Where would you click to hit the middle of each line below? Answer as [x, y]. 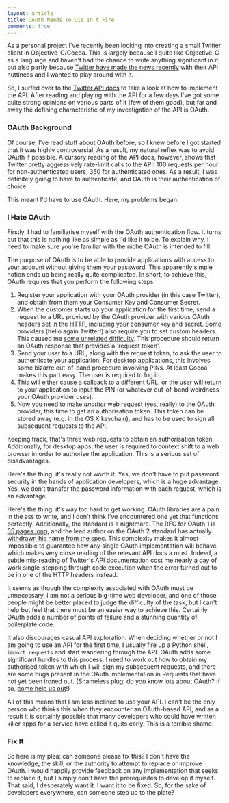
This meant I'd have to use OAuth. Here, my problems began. [93, 199]
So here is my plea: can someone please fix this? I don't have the [98, 756]
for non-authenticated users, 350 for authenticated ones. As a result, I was [112, 171]
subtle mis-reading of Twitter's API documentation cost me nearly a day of [112, 560]
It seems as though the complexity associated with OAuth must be [100, 588]
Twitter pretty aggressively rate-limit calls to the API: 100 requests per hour [113, 164]
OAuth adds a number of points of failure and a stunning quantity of [102, 617]
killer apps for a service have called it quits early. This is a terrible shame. [110, 724]
